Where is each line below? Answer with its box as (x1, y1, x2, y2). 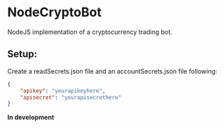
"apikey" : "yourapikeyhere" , (20, 87, 106, 94)
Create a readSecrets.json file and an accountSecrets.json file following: (7, 66, 218, 75)
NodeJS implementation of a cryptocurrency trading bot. (7, 28, 173, 36)
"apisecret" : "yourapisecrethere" (20, 93, 122, 101)
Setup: (7, 48, 37, 60)
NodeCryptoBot (7, 4, 102, 21)
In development (7, 113, 54, 122)
